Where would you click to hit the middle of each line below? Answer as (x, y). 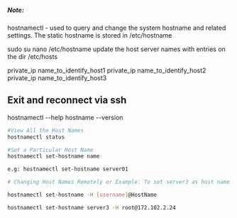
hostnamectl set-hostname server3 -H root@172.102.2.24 (92, 207)
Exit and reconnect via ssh (67, 100)
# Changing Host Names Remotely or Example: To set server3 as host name (119, 182)
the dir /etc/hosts (33, 56)
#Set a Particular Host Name (50, 150)
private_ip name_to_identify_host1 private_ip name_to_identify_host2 (107, 70)
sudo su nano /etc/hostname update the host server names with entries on (116, 49)
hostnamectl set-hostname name (54, 156)
